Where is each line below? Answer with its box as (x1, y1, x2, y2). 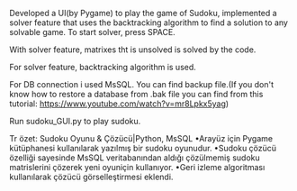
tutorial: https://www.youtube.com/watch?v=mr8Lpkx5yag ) (9, 98, 229, 109)
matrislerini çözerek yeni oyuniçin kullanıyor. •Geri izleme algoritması (9, 162, 265, 172)
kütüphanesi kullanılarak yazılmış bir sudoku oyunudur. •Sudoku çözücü (9, 143, 277, 153)
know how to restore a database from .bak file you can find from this (9, 89, 264, 99)
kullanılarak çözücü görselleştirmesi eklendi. (9, 171, 174, 182)
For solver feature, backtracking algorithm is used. (9, 62, 196, 72)
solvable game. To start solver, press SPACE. (9, 27, 175, 37)
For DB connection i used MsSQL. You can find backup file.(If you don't (9, 79, 274, 89)
